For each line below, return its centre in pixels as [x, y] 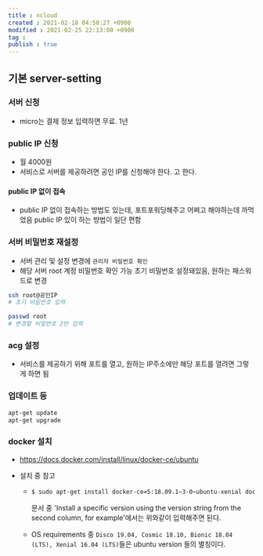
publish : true [33, 45]
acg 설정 [24, 346]
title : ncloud [33, 15]
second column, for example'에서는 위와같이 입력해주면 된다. [126, 518]
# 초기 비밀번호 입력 [37, 303]
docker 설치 [30, 442]
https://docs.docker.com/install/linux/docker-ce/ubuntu [109, 459]
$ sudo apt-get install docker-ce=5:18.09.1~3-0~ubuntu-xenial [137, 492]
